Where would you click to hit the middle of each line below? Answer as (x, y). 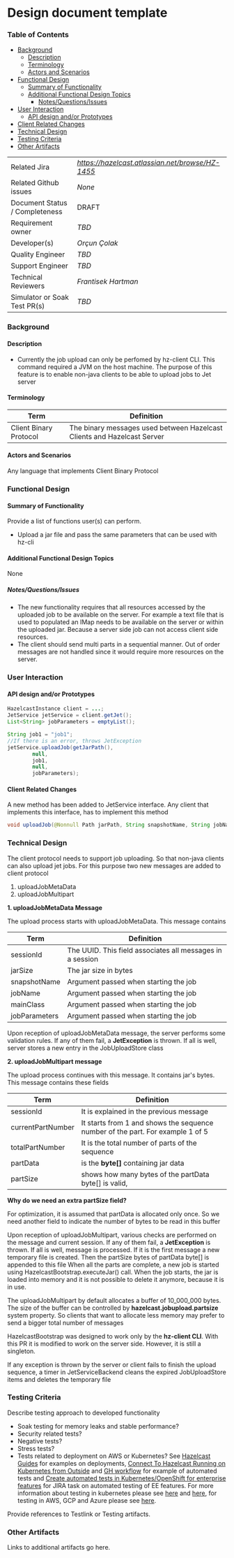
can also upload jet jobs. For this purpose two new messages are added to (114, 865)
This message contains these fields (58, 1082)
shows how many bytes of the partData (146, 1174)
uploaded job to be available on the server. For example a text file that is (120, 615)
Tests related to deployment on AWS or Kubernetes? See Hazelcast (114, 1456)
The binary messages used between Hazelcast (146, 428)
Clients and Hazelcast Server (117, 436)
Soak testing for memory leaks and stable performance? (98, 1426)
